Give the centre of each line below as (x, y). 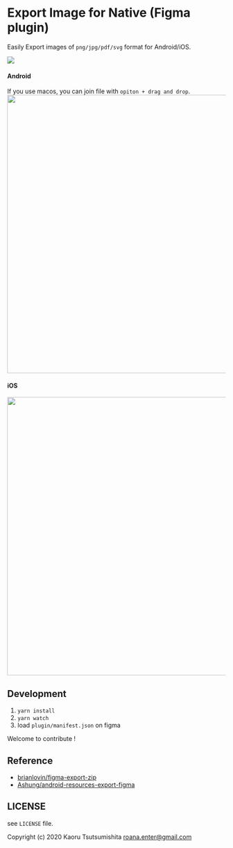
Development (37, 694)
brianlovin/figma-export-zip (57, 777)
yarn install (36, 711)
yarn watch (33, 719)
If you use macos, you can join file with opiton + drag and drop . (99, 91)
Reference (30, 761)
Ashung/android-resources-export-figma (76, 785)
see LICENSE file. (30, 823)
